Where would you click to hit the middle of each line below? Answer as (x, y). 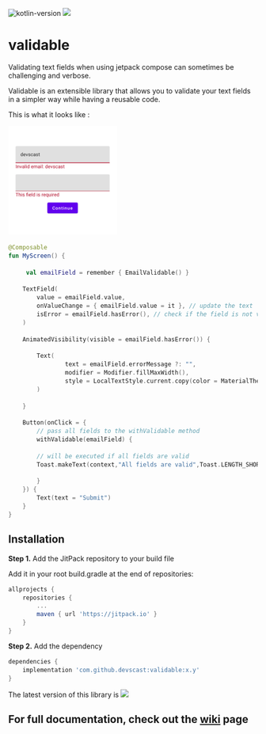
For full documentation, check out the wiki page (129, 719)
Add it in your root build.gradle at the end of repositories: (101, 573)
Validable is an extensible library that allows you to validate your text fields (129, 90)
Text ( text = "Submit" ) (74, 498)
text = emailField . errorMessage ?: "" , (130, 364)
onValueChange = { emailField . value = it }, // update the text (145, 306)
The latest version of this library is (64, 694)
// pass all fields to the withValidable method (118, 432)
